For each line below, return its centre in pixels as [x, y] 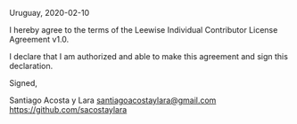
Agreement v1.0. [39, 39]
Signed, [23, 83]
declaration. [31, 66]
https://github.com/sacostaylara [68, 109]
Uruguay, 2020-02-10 [49, 13]
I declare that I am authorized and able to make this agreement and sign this [148, 56]
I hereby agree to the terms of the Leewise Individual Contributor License [144, 30]
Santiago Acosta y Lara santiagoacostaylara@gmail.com [113, 100]
